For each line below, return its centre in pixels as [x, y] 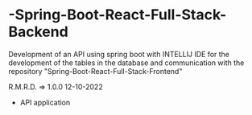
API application [45, 102]
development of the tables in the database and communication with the [126, 63]
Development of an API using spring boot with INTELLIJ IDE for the [119, 54]
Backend [38, 32]
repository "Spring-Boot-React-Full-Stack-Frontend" [95, 71]
